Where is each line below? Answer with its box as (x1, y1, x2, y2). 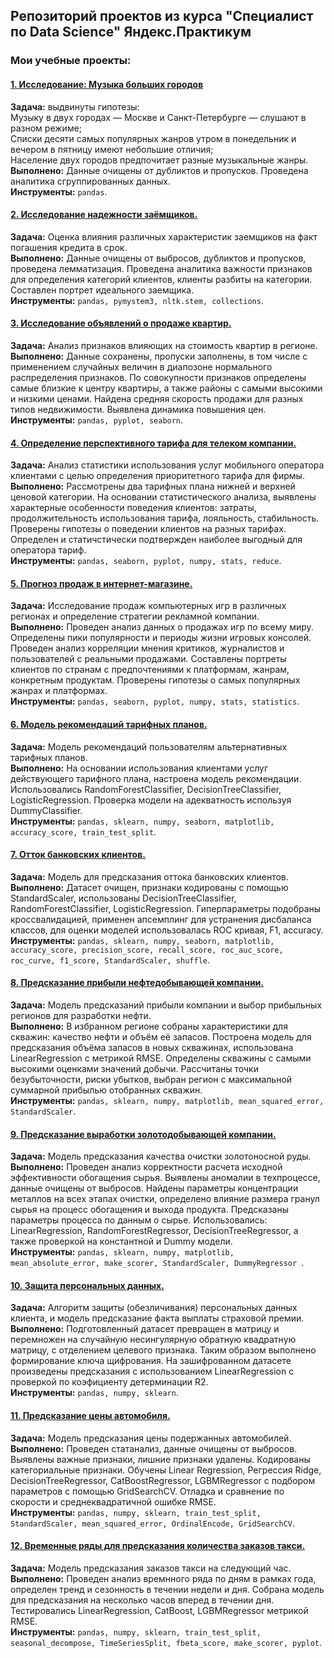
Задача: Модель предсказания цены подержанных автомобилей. (10, 1432, 292, 1444)
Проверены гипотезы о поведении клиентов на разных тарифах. (10, 523, 287, 535)
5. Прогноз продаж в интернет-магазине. (10, 577, 193, 589)
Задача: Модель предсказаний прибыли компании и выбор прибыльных (10, 999, 323, 1011)
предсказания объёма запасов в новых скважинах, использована (10, 1041, 294, 1053)
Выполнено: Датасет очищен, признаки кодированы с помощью (10, 881, 289, 893)
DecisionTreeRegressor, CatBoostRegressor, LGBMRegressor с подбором (10, 1474, 316, 1486)
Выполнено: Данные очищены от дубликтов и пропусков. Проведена (10, 164, 309, 176)
